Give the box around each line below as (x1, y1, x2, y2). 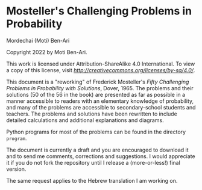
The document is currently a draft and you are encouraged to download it (6, 146, 189, 153)
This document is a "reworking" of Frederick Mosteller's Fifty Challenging (6, 78, 189, 85)
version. (6, 165, 27, 173)
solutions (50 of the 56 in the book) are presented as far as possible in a (6, 91, 186, 98)
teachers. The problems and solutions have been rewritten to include (6, 110, 178, 117)
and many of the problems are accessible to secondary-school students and (6, 103, 196, 111)
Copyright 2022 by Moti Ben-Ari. (6, 48, 87, 55)
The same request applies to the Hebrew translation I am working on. (6, 177, 178, 184)
